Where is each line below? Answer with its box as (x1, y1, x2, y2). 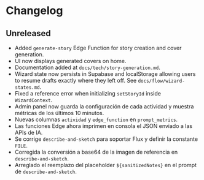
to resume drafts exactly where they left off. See (14, 77, 137, 84)
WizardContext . (14, 96, 53, 103)
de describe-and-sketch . (14, 168, 77, 175)
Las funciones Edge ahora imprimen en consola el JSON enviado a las (14, 122, 193, 129)
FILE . (14, 142, 28, 149)
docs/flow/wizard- (138, 78, 185, 84)
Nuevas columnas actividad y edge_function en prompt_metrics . (14, 116, 178, 123)
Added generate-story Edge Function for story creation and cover (14, 44, 182, 51)
